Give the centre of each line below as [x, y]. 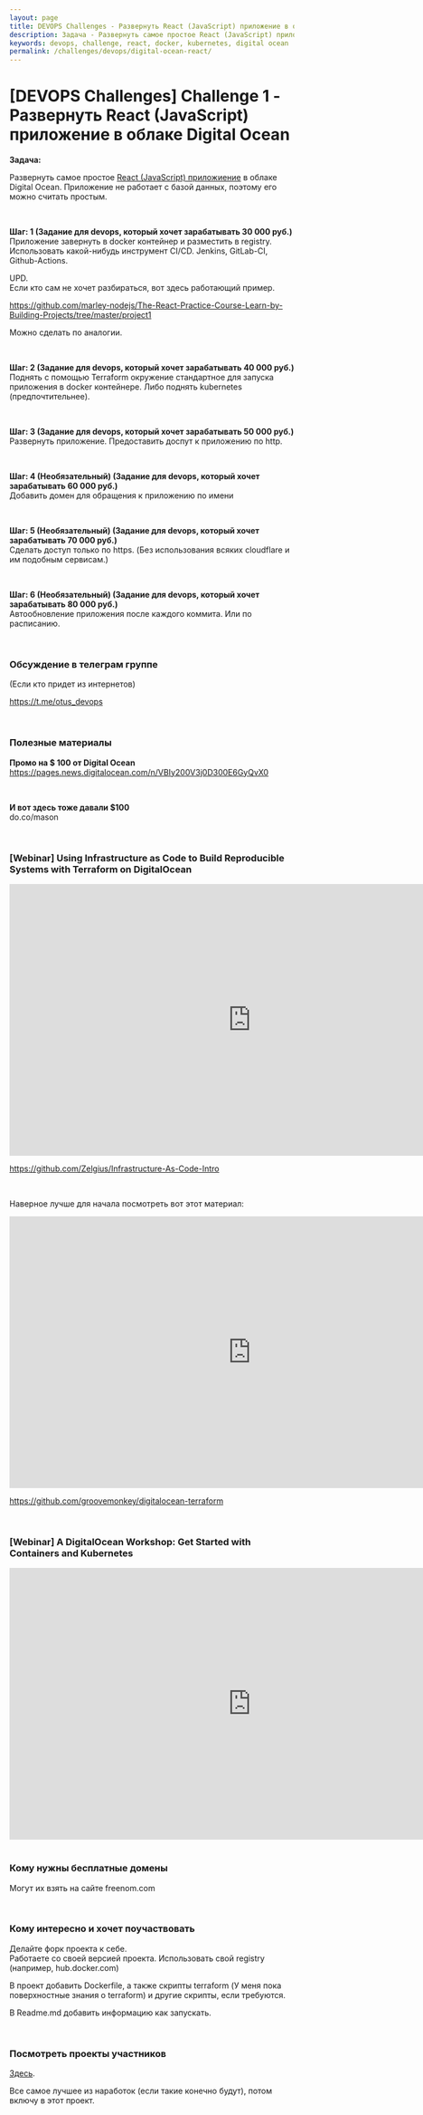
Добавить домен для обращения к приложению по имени [122, 495]
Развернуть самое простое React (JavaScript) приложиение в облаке [143, 178]
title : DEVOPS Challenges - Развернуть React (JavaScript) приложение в [149, 26]
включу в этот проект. [52, 2101]
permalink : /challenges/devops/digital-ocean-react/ [111, 52]
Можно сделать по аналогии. [66, 332]
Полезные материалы [61, 743]
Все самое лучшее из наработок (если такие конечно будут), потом [141, 2091]
